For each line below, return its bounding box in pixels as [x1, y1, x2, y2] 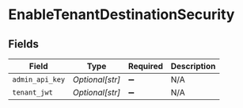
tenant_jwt [12, 88, 53, 97]
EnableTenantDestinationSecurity [8, 6, 235, 24]
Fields [8, 37, 40, 51]
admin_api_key [12, 75, 66, 84]
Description [170, 61, 216, 71]
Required [127, 61, 164, 71]
